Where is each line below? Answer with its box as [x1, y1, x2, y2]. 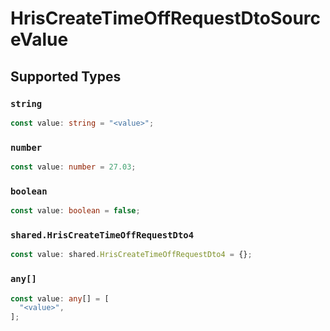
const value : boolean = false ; [10, 206, 141, 216]
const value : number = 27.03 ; [10, 162, 137, 172]
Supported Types [10, 68, 122, 85]
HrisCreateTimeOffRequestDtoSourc [10, 7, 322, 30]
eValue [10, 28, 69, 51]
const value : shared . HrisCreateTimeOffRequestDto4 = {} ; [10, 250, 253, 260]
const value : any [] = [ [10, 293, 110, 304]
